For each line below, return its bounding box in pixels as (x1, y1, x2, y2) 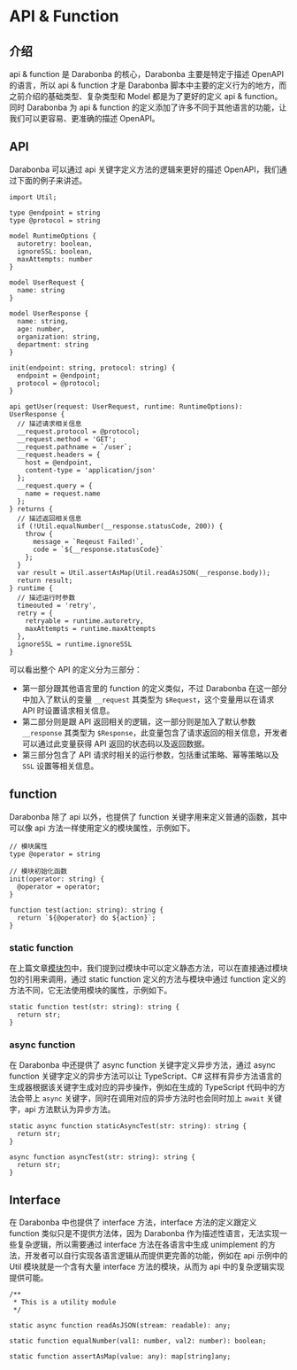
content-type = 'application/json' (25, 465, 156, 475)
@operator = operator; (17, 882, 101, 891)
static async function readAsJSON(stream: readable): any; (9, 1321, 232, 1330)
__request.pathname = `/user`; (17, 442, 133, 451)
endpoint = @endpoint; (17, 370, 101, 380)
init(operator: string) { (9, 875, 104, 883)
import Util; (9, 192, 57, 201)
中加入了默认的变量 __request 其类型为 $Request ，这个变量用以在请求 (21, 694, 275, 704)
